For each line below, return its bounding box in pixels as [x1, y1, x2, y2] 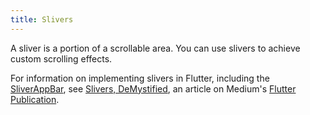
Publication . [10, 93, 60, 105]
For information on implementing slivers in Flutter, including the [10, 72, 270, 84]
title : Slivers [10, 14, 74, 25]
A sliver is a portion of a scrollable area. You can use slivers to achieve [10, 42, 301, 54]
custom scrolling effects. [10, 52, 113, 65]
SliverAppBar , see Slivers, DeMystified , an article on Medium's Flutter [10, 82, 297, 95]
